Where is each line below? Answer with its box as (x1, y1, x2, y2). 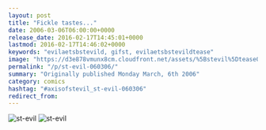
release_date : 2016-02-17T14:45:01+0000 (8, 33, 144, 42)
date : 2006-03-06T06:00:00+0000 (8, 26, 115, 34)
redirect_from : (8, 92, 59, 100)
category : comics (8, 77, 66, 85)
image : (8, 56, 30, 64)
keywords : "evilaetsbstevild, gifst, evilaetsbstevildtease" (8, 48, 215, 56)
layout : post (8, 11, 51, 20)
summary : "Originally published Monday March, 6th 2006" (8, 70, 200, 78)
